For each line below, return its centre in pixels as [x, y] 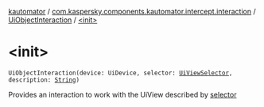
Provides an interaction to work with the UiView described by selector [122, 94]
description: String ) [44, 80]
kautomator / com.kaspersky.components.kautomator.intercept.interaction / [132, 11]
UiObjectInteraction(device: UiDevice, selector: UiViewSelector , [120, 73]
